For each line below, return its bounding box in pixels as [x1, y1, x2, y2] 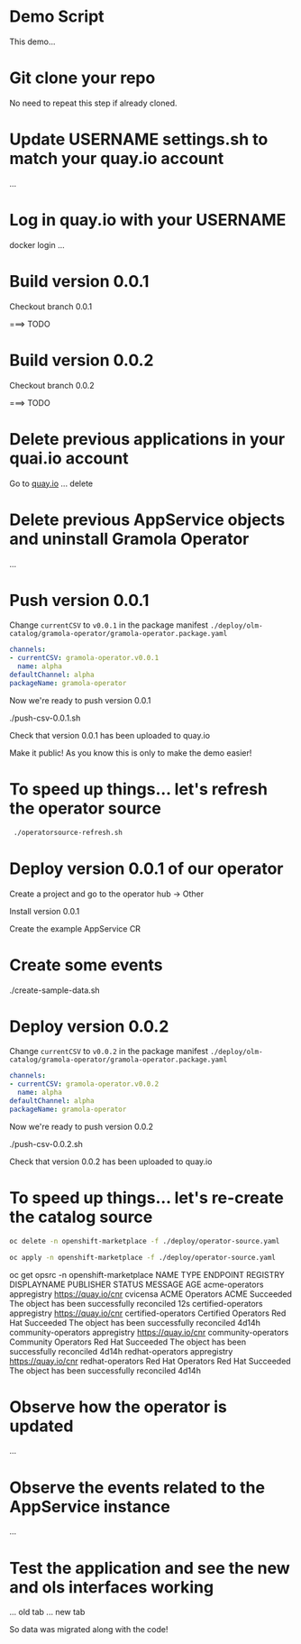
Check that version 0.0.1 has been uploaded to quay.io [9, 730, 210, 740]
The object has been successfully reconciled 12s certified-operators [9, 1298, 263, 1309]
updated [9, 1416, 74, 1436]
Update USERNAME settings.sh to [9, 129, 269, 150]
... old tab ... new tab [9, 1607, 86, 1618]
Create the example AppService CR [9, 923, 141, 934]
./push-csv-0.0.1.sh [9, 712, 81, 723]
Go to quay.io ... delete [9, 478, 94, 489]
